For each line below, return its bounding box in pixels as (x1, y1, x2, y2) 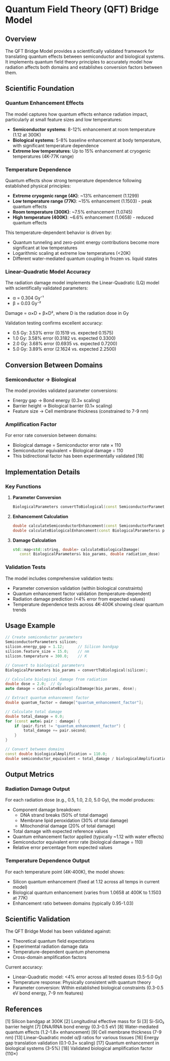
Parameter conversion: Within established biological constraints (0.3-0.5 (12, 985, 163, 991)
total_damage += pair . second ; (23, 728, 87, 733)
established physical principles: (5, 183, 71, 189)
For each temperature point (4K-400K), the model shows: (5, 869, 125, 875)
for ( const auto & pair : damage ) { (5, 718, 80, 724)
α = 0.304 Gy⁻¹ (12, 295, 44, 301)
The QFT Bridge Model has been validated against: (5, 928, 111, 935)
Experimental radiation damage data (12, 943, 89, 950)
